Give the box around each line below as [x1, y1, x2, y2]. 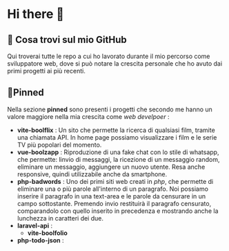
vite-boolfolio [27, 228, 68, 237]
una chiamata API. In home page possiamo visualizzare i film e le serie [17, 133, 217, 141]
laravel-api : [17, 221, 53, 230]
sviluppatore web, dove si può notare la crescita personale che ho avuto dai [7, 59, 223, 68]
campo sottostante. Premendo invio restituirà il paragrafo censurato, [17, 199, 212, 207]
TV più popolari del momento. [17, 140, 102, 149]
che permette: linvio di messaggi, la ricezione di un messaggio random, [17, 155, 220, 163]
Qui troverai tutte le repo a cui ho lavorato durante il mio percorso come [7, 52, 210, 60]
